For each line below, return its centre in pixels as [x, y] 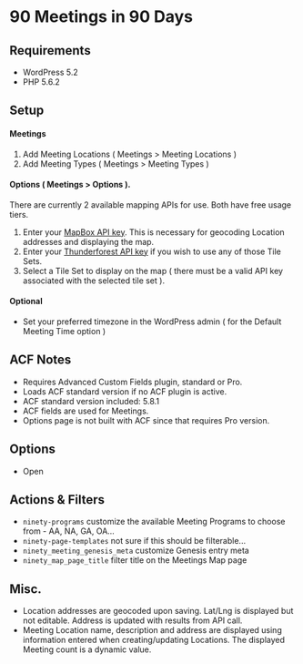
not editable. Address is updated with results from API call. [132, 620]
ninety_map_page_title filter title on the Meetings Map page [135, 560]
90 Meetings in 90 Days [101, 17]
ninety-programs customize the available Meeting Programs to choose [154, 522]
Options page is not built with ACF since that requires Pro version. [146, 420]
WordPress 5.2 [50, 72]
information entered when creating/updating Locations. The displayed [153, 640]
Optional [26, 301]
